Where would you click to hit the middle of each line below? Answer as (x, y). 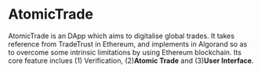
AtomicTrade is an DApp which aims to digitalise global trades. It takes (121, 36)
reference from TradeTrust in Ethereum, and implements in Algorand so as (128, 43)
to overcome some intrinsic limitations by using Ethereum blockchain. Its (125, 52)
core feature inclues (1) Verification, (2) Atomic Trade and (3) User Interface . (131, 61)
